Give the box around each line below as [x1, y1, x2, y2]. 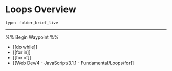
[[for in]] [12, 49, 31, 55]
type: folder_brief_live [5, 20, 58, 25]
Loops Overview [5, 4, 76, 15]
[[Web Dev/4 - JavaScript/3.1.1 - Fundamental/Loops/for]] [12, 60, 134, 66]
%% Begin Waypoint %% [5, 34, 59, 40]
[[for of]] [12, 54, 32, 60]
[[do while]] [12, 44, 37, 50]
